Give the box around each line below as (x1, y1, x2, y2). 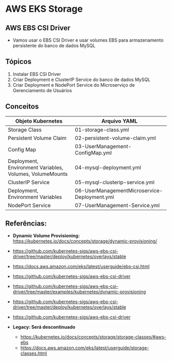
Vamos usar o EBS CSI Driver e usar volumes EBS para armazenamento (12, 37, 164, 43)
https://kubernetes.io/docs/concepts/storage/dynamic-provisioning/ (12, 238, 158, 244)
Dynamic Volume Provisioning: (12, 233, 80, 239)
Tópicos (5, 57, 32, 66)
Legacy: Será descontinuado (12, 324, 76, 330)
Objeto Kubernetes (15, 117, 63, 125)
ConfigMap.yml (75, 149, 112, 156)
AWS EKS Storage (5, 3, 83, 15)
